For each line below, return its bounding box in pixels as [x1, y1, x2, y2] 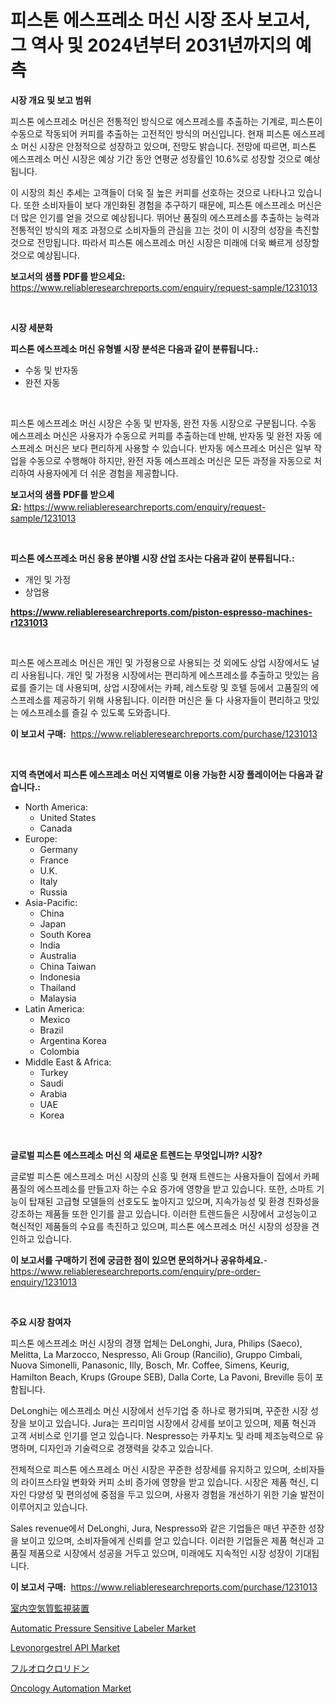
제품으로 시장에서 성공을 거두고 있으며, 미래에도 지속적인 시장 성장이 [28, 1547, 293, 1559]
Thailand [39, 981, 77, 993]
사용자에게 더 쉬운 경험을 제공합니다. [36, 467, 179, 479]
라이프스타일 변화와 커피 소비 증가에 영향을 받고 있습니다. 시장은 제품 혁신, [20, 1476, 309, 1488]
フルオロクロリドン [10, 1662, 90, 1674]
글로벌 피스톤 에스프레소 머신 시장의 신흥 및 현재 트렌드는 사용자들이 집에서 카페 [10, 1170, 320, 1182]
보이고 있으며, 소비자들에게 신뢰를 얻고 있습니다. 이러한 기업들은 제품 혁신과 [20, 1534, 315, 1546]
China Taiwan [39, 960, 97, 972]
